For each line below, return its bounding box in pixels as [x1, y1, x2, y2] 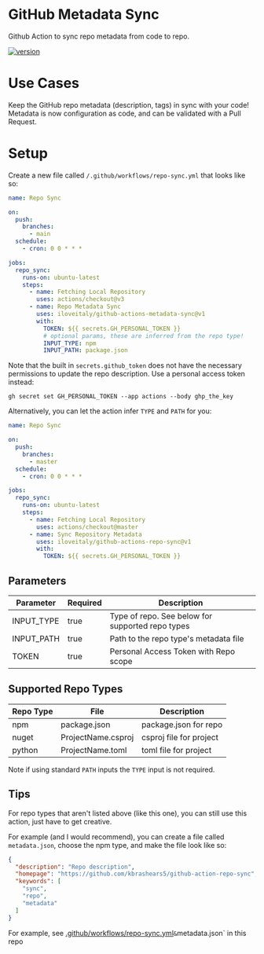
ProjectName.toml [60, 744, 127, 755]
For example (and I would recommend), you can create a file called [8, 831, 225, 842]
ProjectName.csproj [60, 732, 134, 743]
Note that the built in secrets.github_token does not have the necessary [8, 361, 242, 370]
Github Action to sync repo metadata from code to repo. [8, 31, 190, 41]
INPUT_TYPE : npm [42, 339, 97, 347]
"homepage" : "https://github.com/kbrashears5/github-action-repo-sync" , [15, 870, 258, 878]
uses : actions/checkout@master [36, 523, 139, 531]
